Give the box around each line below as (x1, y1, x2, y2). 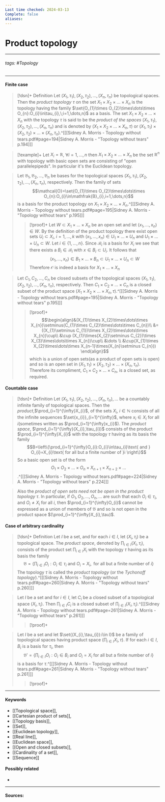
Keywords (5, 697, 27, 703)
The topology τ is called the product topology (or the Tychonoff (17, 569, 146, 575)
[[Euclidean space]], (12, 739, 54, 745)
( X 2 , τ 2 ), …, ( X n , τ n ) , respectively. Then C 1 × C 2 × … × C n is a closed (17, 281, 152, 289)
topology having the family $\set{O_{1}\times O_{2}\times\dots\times (17, 105, 155, 111)
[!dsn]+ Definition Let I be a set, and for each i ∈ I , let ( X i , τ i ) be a (17, 534, 149, 541)
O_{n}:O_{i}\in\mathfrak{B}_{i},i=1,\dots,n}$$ (43, 193, 134, 199)
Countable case (5, 385, 38, 391)
